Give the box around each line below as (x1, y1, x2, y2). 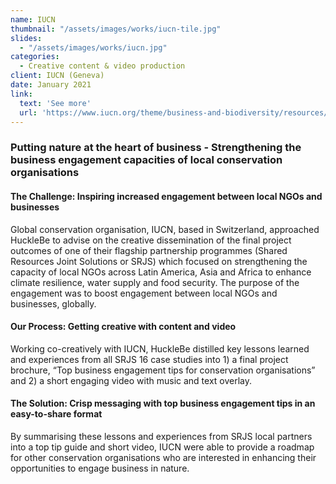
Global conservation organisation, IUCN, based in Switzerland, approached (10, 223, 320, 235)
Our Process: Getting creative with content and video (10, 321, 237, 333)
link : (10, 89, 33, 99)
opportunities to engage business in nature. (10, 462, 190, 474)
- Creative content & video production (19, 61, 186, 71)
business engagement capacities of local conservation (10, 153, 283, 167)
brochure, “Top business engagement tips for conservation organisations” (10, 364, 316, 376)
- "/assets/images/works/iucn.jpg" (19, 42, 168, 53)
